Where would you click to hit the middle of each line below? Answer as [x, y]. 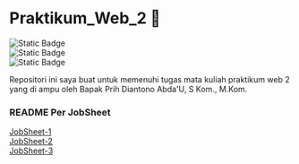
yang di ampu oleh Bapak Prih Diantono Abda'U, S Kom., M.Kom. [128, 89]
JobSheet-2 [31, 142]
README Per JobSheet [60, 112]
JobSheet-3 [31, 151]
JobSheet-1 [30, 132]
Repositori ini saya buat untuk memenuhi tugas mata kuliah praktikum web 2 [150, 79]
